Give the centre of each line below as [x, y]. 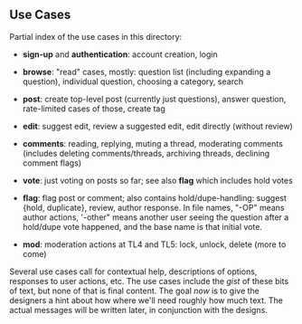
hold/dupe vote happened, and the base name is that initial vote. [142, 226]
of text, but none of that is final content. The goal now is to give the [135, 291]
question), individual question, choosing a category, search [133, 81]
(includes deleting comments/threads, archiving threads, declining [146, 153]
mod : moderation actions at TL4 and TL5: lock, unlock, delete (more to [154, 244]
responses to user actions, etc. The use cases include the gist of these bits [149, 281]
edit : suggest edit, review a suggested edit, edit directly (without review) [158, 126]
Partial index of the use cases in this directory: [96, 36]
